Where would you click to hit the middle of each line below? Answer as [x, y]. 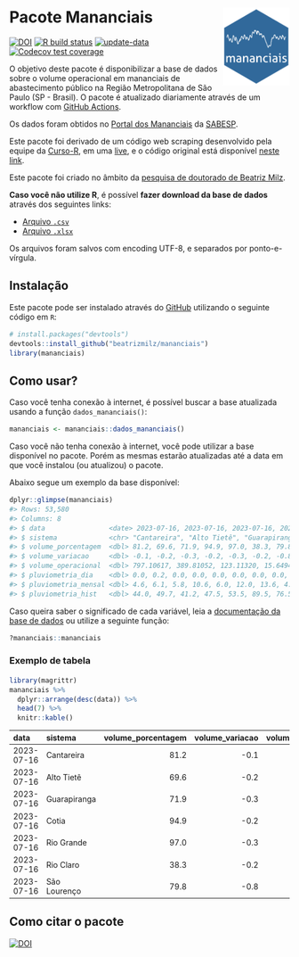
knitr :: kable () [45, 718]
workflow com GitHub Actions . [65, 106]
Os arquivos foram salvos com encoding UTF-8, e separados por [128, 248]
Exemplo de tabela [50, 661]
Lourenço [64, 891]
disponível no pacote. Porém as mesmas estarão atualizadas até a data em [146, 456]
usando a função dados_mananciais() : [78, 412]
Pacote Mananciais [81, 17]
